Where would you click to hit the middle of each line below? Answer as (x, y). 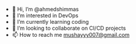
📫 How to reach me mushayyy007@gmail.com (71, 35)
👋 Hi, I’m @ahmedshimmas (45, 9)
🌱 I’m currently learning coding (50, 22)
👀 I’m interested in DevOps (45, 15)
